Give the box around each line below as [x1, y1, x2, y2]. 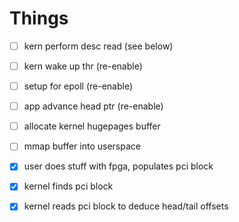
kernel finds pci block [23, 180, 114, 192]
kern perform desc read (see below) [23, 40, 174, 52]
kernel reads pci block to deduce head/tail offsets [23, 200, 229, 212]
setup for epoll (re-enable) [23, 80, 134, 92]
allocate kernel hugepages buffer [23, 120, 161, 132]
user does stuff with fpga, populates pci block [23, 160, 214, 172]
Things [9, 7, 69, 30]
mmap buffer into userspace [23, 140, 141, 152]
